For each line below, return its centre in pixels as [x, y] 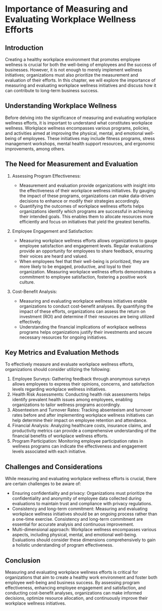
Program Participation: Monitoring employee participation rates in [78, 441]
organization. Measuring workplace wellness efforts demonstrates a [88, 271]
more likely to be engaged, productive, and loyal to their [75, 266]
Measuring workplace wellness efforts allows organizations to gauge [88, 241]
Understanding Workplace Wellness [61, 106]
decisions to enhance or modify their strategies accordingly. [80, 201]
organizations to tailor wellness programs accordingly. [66, 405]
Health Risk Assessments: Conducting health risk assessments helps [81, 394]
